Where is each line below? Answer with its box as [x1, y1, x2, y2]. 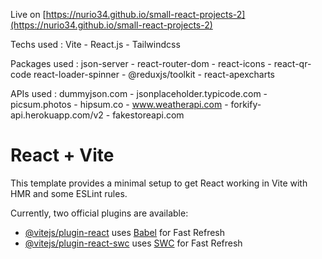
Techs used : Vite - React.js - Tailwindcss [10, 39, 181, 50]
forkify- [230, 99, 262, 110]
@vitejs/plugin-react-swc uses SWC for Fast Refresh [24, 237, 243, 249]
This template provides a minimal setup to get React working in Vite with [10, 177, 308, 189]
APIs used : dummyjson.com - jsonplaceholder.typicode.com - [10, 88, 268, 99]
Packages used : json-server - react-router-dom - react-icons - [10, 58, 272, 69]
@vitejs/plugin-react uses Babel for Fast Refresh [24, 226, 226, 238]
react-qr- [273, 58, 312, 69]
